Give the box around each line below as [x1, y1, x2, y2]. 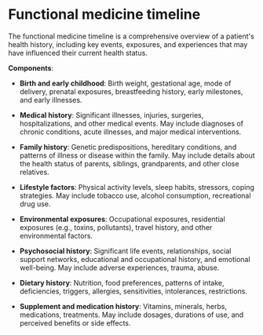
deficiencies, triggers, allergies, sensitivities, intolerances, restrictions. [19, 286, 247, 296]
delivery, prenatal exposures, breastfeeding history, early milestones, [19, 86, 243, 96]
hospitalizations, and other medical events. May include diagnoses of [19, 118, 244, 128]
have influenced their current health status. [8, 48, 148, 57]
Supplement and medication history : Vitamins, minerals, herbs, [19, 301, 228, 311]
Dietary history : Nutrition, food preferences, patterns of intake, [19, 278, 225, 287]
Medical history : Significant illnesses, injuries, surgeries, [19, 110, 204, 119]
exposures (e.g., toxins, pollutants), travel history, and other [19, 222, 213, 232]
